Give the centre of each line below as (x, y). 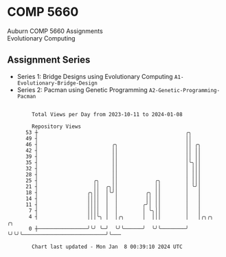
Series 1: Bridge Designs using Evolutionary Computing (95, 76)
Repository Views (56, 126)
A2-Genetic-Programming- (184, 90)
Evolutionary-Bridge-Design (57, 83)
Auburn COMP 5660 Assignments (55, 31)
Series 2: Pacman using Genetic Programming (82, 89)
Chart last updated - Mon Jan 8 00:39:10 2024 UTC (108, 247)
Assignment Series (49, 60)
